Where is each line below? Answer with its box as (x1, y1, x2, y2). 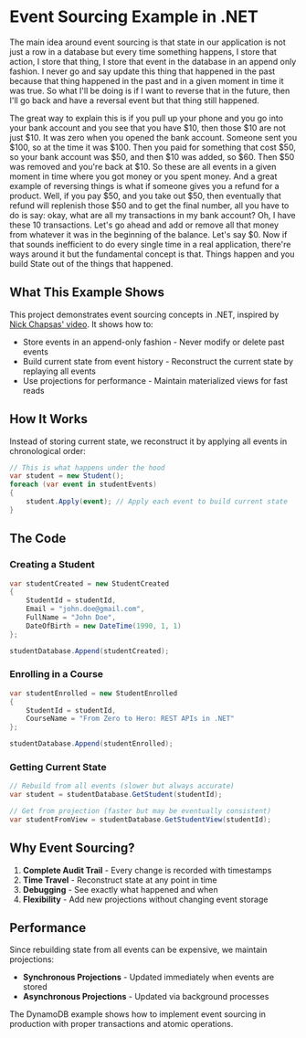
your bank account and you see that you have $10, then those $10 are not (9, 122, 286, 133)
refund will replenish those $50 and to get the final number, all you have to (9, 199, 290, 211)
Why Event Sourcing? (9, 841, 135, 856)
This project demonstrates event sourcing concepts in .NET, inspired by (9, 309, 280, 320)
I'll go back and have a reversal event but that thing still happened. (9, 94, 260, 106)
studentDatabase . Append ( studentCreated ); (9, 646, 170, 655)
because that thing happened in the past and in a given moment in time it (9, 75, 284, 86)
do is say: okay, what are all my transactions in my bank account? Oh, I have (9, 209, 296, 220)
